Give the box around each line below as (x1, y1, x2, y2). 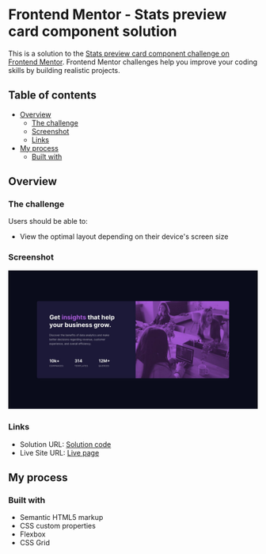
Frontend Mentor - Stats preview (8, 6, 227, 24)
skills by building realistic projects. (8, 65, 120, 75)
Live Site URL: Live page (19, 448, 100, 457)
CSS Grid (19, 538, 50, 548)
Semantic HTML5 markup (19, 513, 104, 522)
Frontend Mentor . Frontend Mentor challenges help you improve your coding (8, 57, 258, 67)
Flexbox (19, 529, 46, 539)
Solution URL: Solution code (19, 439, 112, 449)
